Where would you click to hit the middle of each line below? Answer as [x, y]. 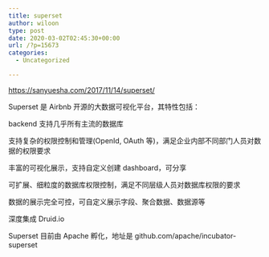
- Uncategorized [43, 61]
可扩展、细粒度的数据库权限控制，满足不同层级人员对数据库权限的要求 [124, 184]
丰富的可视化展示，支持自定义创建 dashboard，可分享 [98, 167]
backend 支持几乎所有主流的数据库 [66, 123]
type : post [26, 30]
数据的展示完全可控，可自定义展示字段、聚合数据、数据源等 [107, 202]
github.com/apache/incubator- [185, 235]
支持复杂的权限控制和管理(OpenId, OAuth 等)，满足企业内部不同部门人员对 [131, 140]
